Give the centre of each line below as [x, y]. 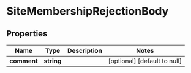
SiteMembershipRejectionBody [88, 11]
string [53, 61]
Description [85, 51]
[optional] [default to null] [145, 61]
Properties [27, 34]
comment [24, 61]
